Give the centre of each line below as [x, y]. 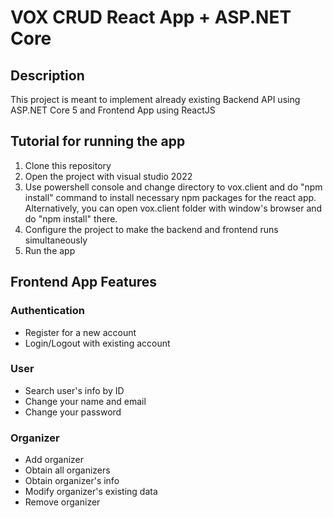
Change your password [73, 412]
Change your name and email [85, 401]
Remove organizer [62, 502]
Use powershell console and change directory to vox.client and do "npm [173, 187]
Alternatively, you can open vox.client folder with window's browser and [173, 208]
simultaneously [56, 240]
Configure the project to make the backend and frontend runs [151, 229]
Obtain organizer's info [72, 481]
